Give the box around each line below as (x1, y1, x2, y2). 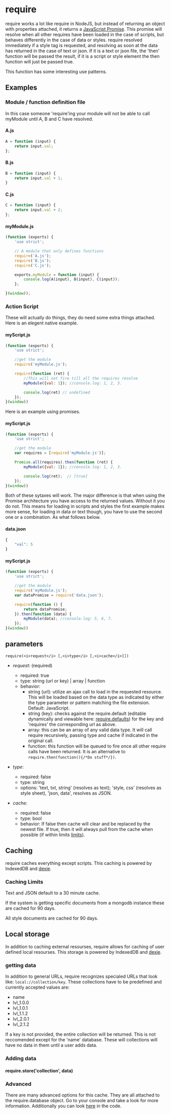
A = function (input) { (5, 139, 56, 144)
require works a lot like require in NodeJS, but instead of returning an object (5, 20, 165, 27)
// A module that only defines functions (14, 249, 104, 254)
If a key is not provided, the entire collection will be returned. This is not (5, 1031, 156, 1037)
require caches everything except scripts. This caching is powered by (5, 860, 152, 866)
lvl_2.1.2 (12, 1021, 30, 1028)
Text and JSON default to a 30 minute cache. (5, 889, 101, 896)
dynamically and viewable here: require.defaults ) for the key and (28, 715, 164, 722)
